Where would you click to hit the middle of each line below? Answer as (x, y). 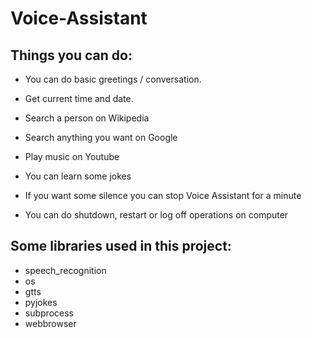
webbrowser (50, 323)
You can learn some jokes (78, 176)
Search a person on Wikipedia (87, 118)
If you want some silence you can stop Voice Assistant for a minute (163, 195)
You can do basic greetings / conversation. (113, 79)
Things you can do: (71, 55)
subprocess (49, 313)
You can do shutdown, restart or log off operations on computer (156, 215)
